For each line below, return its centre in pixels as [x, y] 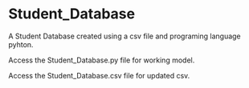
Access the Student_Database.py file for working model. [102, 60]
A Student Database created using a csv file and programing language [124, 36]
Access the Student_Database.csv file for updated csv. [99, 75]
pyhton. [21, 44]
